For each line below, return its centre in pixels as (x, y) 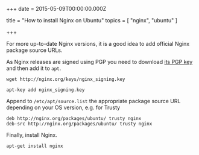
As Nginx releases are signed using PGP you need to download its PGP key (99, 62)
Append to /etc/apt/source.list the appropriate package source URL (93, 101)
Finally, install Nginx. (32, 135)
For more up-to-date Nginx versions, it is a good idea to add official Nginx (98, 44)
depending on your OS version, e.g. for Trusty (63, 107)
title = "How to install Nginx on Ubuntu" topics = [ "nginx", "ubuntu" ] (92, 20)
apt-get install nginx (35, 146)
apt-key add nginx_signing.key (46, 90)
